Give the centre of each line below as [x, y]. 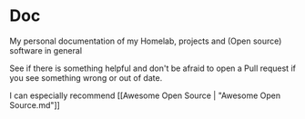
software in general [46, 50]
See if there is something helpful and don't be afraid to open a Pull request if [152, 68]
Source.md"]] [35, 104]
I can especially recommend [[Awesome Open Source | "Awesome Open [145, 95]
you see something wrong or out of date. [86, 77]
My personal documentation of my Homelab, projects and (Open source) [146, 41]
